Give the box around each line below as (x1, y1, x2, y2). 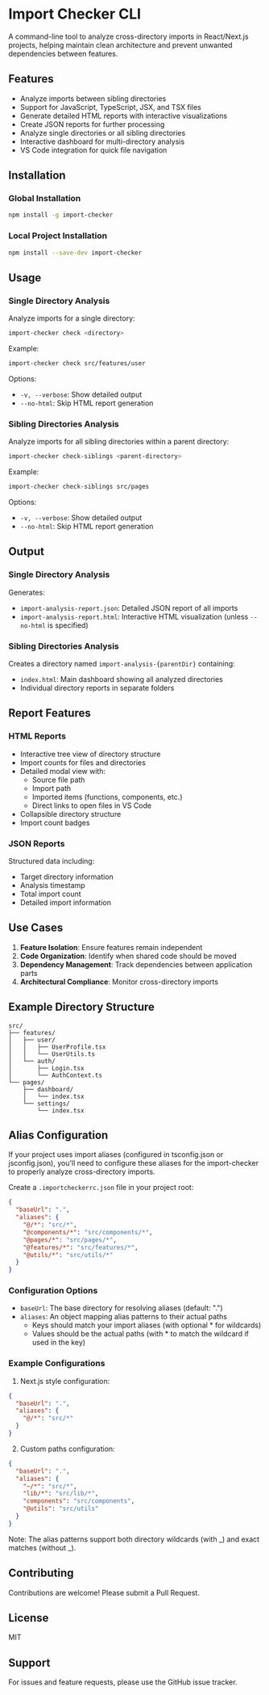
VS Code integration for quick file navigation (19, 145, 168, 154)
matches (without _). (8, 1542, 77, 1552)
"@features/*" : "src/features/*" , (23, 1243, 139, 1251)
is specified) (47, 620, 89, 630)
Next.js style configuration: (19, 1376, 110, 1386)
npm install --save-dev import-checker (8, 248, 143, 257)
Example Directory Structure (8, 1000, 155, 1014)
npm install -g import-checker (8, 211, 114, 219)
